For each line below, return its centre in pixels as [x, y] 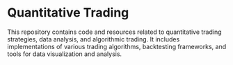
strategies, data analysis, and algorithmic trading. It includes [94, 39]
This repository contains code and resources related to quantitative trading [114, 32]
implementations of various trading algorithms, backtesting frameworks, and [117, 46]
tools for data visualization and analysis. [65, 54]
